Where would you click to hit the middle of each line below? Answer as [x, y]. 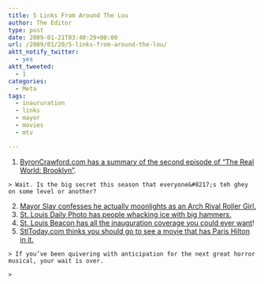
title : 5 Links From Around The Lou [68, 15]
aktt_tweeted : [32, 67]
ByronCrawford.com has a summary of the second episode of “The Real [137, 161]
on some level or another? [52, 191]
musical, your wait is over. [56, 260]
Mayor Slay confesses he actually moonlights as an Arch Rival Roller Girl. [138, 206]
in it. [26, 239]
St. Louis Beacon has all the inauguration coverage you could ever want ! [137, 223]
